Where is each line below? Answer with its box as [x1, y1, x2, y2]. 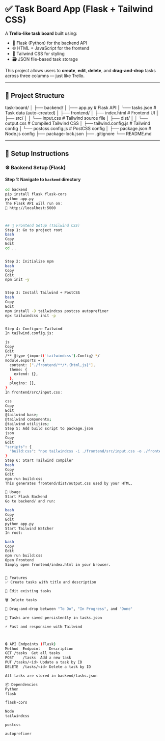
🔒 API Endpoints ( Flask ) [5, 641, 56, 646]
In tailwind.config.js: [5, 331, 54, 336]
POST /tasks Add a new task [5, 655, 71, 661]
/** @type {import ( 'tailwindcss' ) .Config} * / [5, 353, 100, 358]
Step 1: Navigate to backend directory [5, 176, 81, 182]
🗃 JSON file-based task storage [12, 56, 78, 62]
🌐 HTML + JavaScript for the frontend [12, 45, 89, 51]
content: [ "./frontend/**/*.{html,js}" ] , [9, 362, 96, 368]
